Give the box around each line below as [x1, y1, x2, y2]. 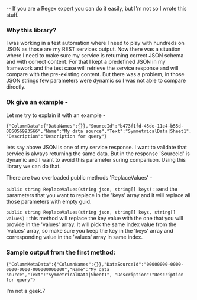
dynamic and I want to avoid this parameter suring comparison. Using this [6, 156, 186, 163]
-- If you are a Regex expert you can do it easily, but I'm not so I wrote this [6, 5, 187, 12]
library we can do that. [6, 162, 61, 169]
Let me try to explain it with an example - [6, 112, 106, 119]
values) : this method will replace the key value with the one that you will [6, 214, 183, 221]
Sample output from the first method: [6, 248, 115, 256]
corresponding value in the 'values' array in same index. [6, 233, 143, 240]
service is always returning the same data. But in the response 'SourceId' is [6, 150, 190, 157]
